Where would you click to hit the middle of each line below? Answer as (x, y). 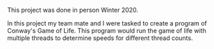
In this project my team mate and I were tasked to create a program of (107, 23)
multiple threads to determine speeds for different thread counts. (100, 38)
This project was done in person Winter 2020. (73, 10)
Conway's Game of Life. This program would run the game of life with (107, 31)
